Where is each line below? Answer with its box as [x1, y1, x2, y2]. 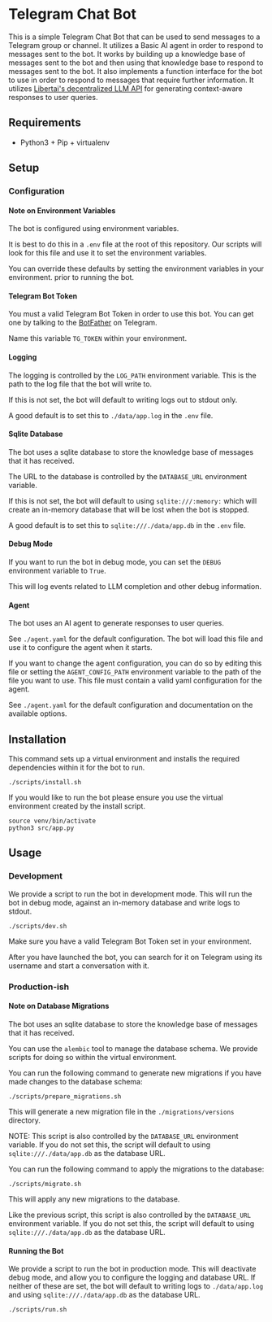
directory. [8, 1115, 41, 1125]
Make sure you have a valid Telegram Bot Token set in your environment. [8, 936, 252, 946]
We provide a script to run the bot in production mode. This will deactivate [8, 1264, 257, 1274]
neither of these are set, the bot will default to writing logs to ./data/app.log [8, 1281, 264, 1291]
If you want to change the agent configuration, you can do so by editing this [8, 658, 262, 668]
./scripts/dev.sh [8, 922, 67, 930]
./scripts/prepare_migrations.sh [8, 1092, 122, 1101]
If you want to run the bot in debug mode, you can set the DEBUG [8, 557, 222, 567]
